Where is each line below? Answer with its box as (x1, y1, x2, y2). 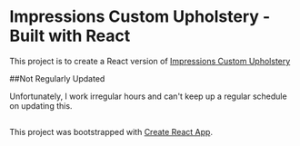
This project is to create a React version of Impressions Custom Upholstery (9, 55, 291, 66)
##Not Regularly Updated (9, 73, 105, 83)
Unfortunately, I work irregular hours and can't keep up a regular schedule (9, 91, 288, 102)
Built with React (9, 25, 131, 46)
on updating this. (9, 100, 73, 111)
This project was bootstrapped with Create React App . (9, 127, 214, 138)
